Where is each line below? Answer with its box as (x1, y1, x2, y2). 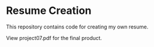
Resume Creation (6, 4, 92, 17)
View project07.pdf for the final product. (6, 34, 102, 41)
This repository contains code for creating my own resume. (6, 23, 149, 30)
